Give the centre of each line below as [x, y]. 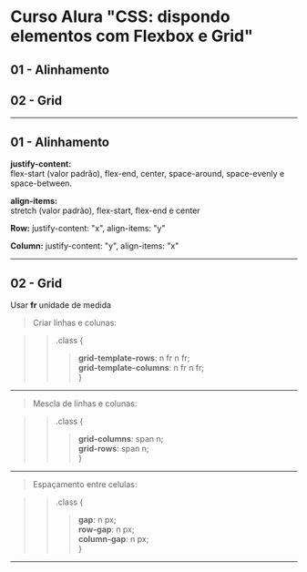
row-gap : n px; [106, 529]
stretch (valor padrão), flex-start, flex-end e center [105, 210]
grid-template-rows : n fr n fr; [134, 358]
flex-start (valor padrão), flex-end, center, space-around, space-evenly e [148, 174]
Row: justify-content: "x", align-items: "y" [88, 229]
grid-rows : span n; [113, 449]
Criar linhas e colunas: [75, 323]
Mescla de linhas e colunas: [85, 403]
